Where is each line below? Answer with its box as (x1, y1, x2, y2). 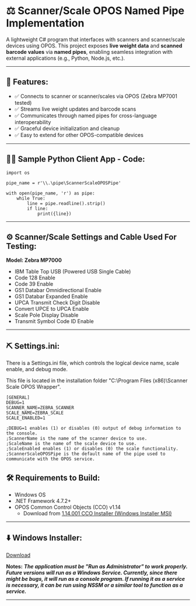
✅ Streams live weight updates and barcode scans (14, 105, 136, 112)
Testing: (6, 241, 37, 251)
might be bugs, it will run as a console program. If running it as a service (6, 575, 185, 582)
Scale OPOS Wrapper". (6, 384, 61, 391)
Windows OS (14, 491, 46, 498)
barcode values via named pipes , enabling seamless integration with (6, 48, 173, 55)
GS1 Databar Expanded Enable (14, 293, 88, 300)
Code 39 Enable (14, 280, 54, 287)
